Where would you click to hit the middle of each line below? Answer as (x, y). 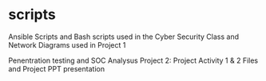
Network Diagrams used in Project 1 (67, 44)
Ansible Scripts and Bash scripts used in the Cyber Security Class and (124, 37)
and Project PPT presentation (57, 68)
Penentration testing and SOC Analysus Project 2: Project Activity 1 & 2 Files (133, 60)
